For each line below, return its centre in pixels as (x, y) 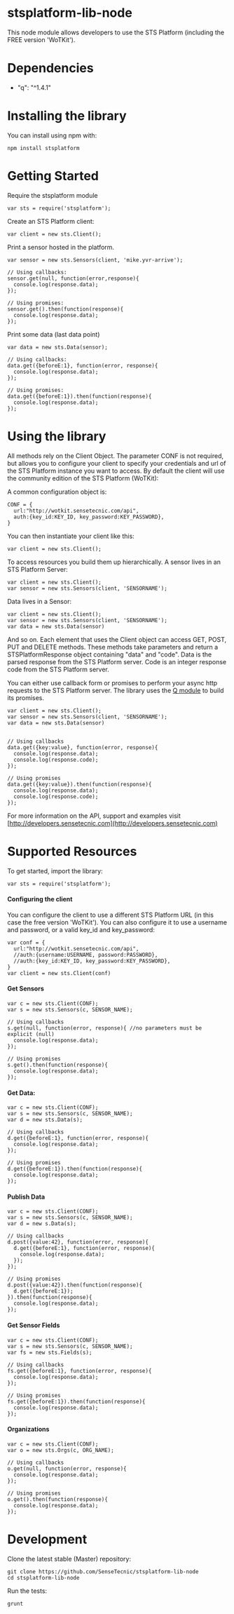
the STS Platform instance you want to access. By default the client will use (116, 471)
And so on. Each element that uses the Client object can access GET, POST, (117, 639)
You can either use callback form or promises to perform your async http (112, 682)
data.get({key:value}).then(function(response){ (80, 784)
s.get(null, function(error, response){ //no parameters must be (104, 1028)
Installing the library (67, 116)
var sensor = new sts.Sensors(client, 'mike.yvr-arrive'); (95, 260)
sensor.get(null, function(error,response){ (73, 278)
